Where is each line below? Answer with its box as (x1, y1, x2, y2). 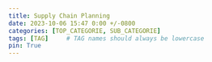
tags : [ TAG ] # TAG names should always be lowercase (8, 34, 205, 43)
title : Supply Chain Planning (8, 11, 111, 20)
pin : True (8, 42, 42, 50)
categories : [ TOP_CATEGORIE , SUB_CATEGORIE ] (8, 27, 161, 35)
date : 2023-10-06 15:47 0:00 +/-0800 (8, 19, 136, 27)
